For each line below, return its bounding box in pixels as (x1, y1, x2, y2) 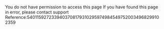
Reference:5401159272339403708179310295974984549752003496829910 (5, 14, 159, 20)
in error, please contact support (5, 9, 69, 15)
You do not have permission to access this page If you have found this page (5, 4, 158, 10)
